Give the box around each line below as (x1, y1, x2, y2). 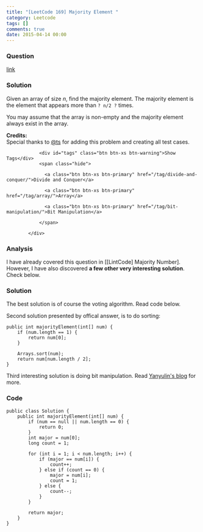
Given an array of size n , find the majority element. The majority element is (6, 95, 194, 102)
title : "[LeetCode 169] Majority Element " (6, 9, 119, 15)
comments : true (6, 26, 45, 32)
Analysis (6, 244, 34, 253)
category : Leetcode (6, 15, 56, 21)
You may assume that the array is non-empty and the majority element (6, 113, 184, 120)
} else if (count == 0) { (38, 467, 105, 473)
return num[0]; (28, 334, 67, 341)
